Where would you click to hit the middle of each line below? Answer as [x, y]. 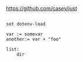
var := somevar [25, 34]
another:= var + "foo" [34, 39]
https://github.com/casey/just [41, 8]
